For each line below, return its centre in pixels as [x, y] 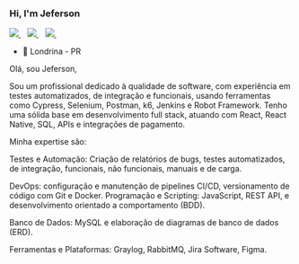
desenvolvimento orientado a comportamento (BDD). [107, 206]
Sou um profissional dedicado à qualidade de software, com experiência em [150, 86]
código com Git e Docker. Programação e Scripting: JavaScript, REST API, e [149, 196]
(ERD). [21, 233]
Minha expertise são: [48, 142]
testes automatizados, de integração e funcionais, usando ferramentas [140, 96]
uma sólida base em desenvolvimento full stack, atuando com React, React [148, 115]
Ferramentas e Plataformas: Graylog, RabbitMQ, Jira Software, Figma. [138, 250]
